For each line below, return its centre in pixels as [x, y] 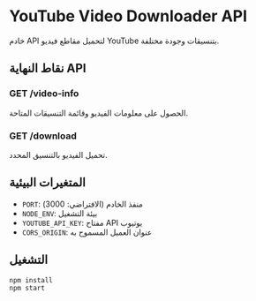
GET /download [43, 136]
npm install [31, 280]
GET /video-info [44, 94]
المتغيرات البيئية [48, 183]
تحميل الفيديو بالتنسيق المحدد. [58, 154]
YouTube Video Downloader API [128, 16]
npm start [27, 289]
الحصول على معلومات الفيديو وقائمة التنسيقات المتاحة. [99, 113]
